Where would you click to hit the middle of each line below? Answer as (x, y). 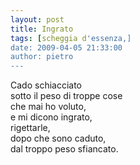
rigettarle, (30, 128)
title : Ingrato (42, 29)
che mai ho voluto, (48, 107)
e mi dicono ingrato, (51, 117)
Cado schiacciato (46, 85)
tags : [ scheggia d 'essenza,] (71, 38)
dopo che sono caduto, (58, 138)
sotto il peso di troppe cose (66, 96)
